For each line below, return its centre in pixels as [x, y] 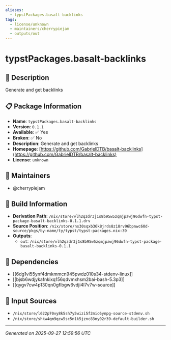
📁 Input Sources [31, 301]
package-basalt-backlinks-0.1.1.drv [51, 221]
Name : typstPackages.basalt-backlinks [54, 121]
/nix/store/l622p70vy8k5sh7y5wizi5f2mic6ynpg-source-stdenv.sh [81, 314]
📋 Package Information [44, 107]
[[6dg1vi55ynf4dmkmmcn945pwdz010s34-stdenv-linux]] [73, 274]
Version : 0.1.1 [28, 126]
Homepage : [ [27, 149]
